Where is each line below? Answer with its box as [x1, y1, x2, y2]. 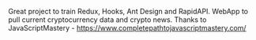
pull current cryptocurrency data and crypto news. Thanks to [8, 15, 207, 24]
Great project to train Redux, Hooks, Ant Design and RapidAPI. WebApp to [8, 7, 249, 16]
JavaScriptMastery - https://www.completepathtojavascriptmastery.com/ [8, 24, 247, 32]
